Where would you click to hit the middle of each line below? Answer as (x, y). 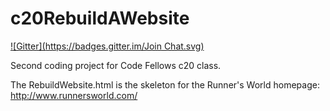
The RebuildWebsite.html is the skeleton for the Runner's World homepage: (165, 84)
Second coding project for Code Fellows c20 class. (116, 65)
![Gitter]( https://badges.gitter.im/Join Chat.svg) (107, 46)
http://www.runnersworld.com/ (74, 95)
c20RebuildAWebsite (100, 18)
